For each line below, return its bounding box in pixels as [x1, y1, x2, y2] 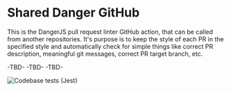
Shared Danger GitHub [7, 5, 140, 21]
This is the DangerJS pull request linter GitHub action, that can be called [7, 28, 214, 36]
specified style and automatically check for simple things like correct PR [7, 42, 214, 50]
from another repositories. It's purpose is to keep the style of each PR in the [7, 34, 224, 43]
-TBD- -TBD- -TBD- [7, 63, 64, 71]
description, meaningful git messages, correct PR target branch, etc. [7, 50, 203, 58]
